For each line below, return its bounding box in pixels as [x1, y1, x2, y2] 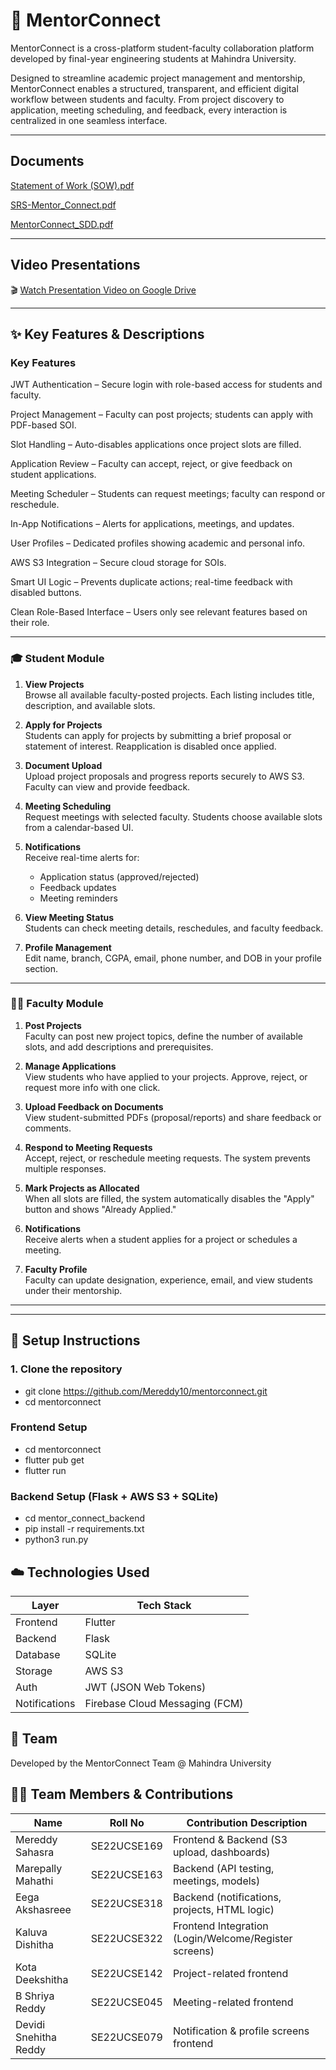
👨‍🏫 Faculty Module [10, 997, 104, 1011]
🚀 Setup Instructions [10, 1332, 141, 1349]
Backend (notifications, [172, 1890, 282, 1904]
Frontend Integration [172, 1919, 269, 1933]
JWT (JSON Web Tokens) [84, 1680, 207, 1694]
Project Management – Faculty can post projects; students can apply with [10, 409, 314, 421]
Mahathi [15, 1874, 54, 1888]
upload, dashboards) [172, 1845, 271, 1859]
